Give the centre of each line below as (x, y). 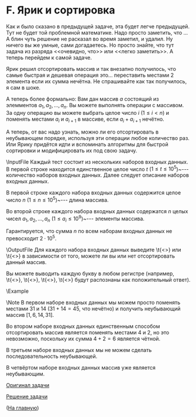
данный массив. (26, 262)
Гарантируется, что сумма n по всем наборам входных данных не (89, 231)
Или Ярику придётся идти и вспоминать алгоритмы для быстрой (87, 144)
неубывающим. (25, 374)
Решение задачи (27, 397)
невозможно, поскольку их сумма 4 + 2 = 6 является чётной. (83, 339)
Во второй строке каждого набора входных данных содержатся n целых (97, 211)
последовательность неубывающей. (52, 356)
